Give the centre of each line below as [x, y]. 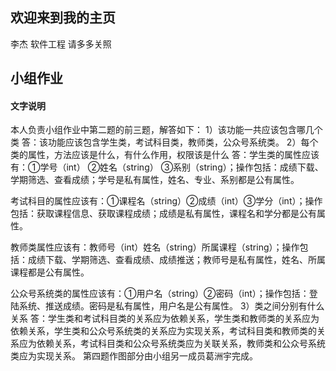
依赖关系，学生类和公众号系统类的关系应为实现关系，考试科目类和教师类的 [163, 331]
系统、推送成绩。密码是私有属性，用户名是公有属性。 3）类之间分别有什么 [171, 306]
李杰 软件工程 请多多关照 [61, 44]
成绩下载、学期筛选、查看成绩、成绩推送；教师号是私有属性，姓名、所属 [176, 260]
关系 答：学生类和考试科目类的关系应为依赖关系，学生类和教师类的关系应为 [165, 319]
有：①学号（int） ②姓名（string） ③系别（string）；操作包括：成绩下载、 [167, 167]
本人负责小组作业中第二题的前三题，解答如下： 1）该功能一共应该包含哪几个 [166, 130]
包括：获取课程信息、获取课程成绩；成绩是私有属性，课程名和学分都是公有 [163, 214]
